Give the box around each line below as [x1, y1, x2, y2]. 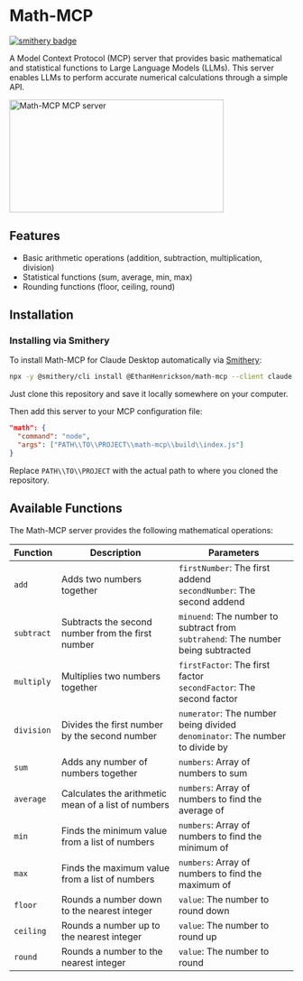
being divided [179, 718, 237, 731]
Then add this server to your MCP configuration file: [9, 406, 203, 417]
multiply [14, 676, 51, 687]
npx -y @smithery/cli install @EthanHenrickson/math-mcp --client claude [9, 372, 293, 382]
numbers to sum [179, 766, 248, 779]
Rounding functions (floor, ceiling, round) [22, 281, 176, 292]
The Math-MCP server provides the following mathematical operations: [9, 524, 273, 535]
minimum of [179, 841, 229, 854]
